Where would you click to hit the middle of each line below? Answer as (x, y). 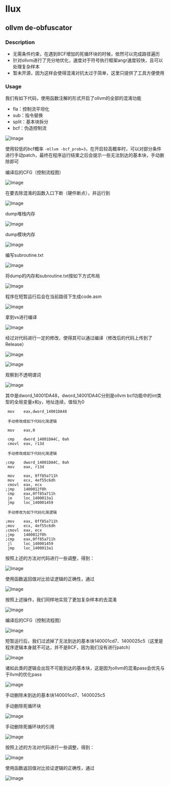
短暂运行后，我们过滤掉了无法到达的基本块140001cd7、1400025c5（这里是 (84, 641)
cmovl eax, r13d (26, 444)
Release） (16, 344)
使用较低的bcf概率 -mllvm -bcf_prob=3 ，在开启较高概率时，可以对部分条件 (83, 149)
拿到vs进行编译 (21, 317)
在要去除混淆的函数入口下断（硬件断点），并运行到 (58, 193)
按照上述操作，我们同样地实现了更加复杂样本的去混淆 (61, 600)
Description (20, 42)
